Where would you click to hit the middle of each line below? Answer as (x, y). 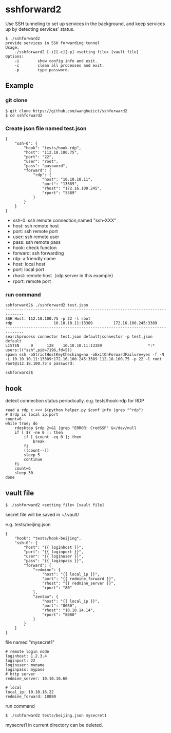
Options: (15, 56)
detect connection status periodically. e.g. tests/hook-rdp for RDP (75, 401)
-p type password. (42, 70)
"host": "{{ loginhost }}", (54, 547)
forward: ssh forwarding (38, 253)
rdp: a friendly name (34, 258)
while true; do (22, 424)
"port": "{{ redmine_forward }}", (79, 578)
